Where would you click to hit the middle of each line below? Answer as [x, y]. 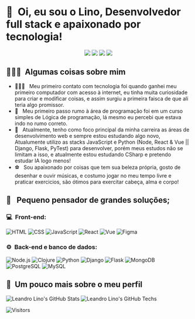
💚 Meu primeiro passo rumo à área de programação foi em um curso [99, 111]
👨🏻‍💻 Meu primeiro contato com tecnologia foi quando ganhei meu [95, 86]
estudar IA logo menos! [43, 161]
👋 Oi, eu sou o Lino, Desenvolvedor [94, 12]
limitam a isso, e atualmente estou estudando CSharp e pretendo [93, 154]
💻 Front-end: [26, 217]
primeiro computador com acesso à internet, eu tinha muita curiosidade [101, 92]
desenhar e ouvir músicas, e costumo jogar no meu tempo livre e [93, 175]
